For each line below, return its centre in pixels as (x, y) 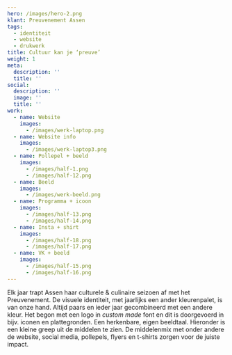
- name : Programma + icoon (52, 202)
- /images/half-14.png (58, 221)
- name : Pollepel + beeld (51, 156)
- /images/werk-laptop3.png (66, 150)
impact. (18, 344)
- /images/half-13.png (58, 214)
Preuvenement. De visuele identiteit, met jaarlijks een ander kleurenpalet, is (115, 299)
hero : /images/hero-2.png (44, 14)
